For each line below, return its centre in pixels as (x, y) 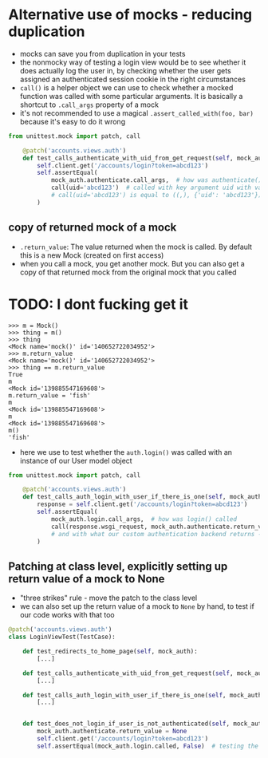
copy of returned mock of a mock (93, 228)
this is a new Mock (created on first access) (92, 255)
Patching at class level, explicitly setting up (118, 566)
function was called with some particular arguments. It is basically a (131, 96)
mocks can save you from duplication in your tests (102, 53)
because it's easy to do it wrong (73, 121)
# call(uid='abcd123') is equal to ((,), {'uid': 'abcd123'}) (156, 195)
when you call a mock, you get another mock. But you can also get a (132, 263)
